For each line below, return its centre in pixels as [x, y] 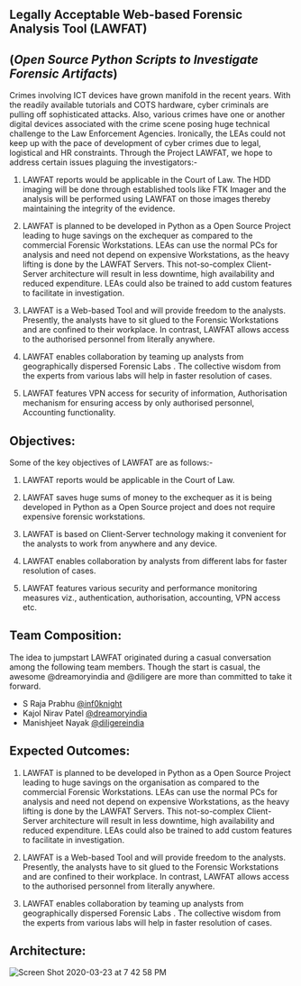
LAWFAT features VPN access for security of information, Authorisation [155, 393]
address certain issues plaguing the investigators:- [104, 162]
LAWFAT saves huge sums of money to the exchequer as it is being [147, 498]
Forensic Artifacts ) [64, 73]
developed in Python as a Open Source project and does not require [149, 507]
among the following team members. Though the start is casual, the [135, 667]
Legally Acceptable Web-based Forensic [126, 15]
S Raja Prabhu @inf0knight [72, 703]
